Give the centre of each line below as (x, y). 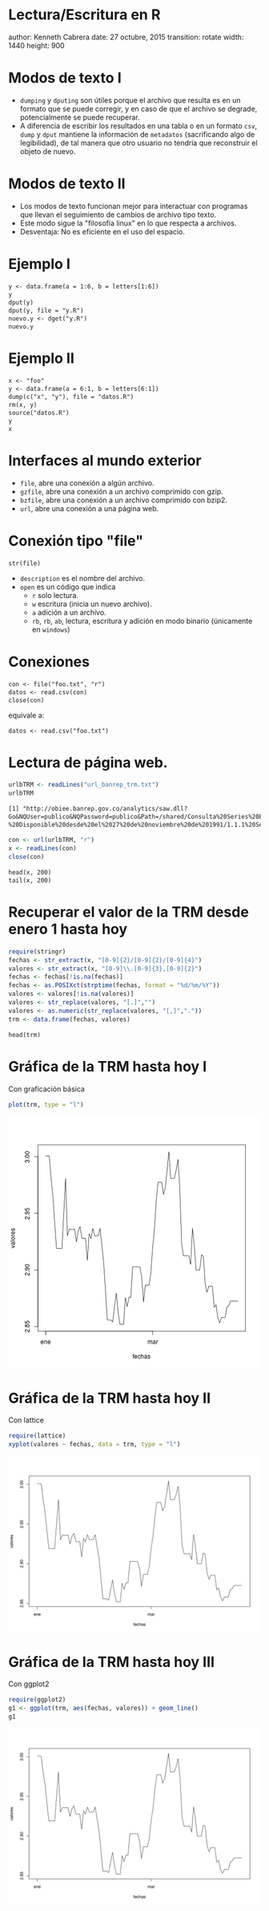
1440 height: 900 (37, 45)
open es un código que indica (68, 587)
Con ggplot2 (29, 1684)
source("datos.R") (39, 413)
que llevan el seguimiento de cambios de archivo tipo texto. (118, 214)
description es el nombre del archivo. (82, 578)
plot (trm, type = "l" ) (46, 1104)
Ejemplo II (41, 358)
